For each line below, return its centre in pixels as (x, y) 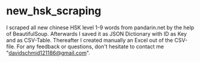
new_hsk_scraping (54, 11)
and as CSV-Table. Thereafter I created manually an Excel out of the (90, 40)
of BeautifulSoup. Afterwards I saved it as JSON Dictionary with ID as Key (96, 33)
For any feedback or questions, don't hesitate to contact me (90, 46)
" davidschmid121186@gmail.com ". (48, 52)
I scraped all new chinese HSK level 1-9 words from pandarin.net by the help (100, 27)
